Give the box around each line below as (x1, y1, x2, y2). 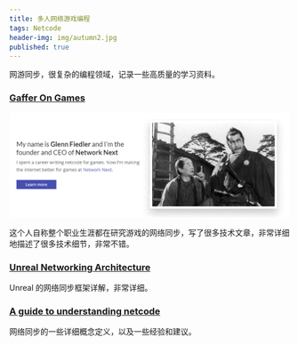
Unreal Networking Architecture (9, 261, 151, 273)
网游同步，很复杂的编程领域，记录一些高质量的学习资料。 (9, 69, 220, 80)
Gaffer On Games (9, 92, 86, 104)
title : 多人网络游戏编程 (9, 14, 91, 23)
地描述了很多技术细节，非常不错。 (9, 238, 134, 249)
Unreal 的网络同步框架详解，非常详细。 (9, 283, 153, 293)
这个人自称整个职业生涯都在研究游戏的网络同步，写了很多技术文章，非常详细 (9, 227, 290, 237)
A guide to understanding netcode (9, 305, 161, 317)
